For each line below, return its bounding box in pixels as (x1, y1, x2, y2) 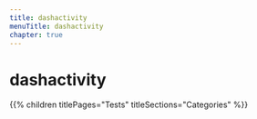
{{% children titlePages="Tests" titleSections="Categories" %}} (9, 99, 249, 110)
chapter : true (9, 30, 64, 39)
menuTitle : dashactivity (9, 22, 104, 31)
